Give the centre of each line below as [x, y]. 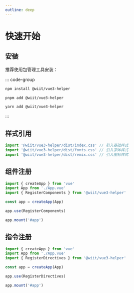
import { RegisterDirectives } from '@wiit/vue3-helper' [66, 258]
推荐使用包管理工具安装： [31, 69]
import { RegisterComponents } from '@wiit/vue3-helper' [66, 193]
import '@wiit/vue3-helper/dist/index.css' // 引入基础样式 [67, 145]
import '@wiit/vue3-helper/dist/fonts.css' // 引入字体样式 [67, 150]
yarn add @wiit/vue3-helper [34, 107]
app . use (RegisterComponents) [35, 211]
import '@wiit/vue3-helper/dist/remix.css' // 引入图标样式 [67, 155]
